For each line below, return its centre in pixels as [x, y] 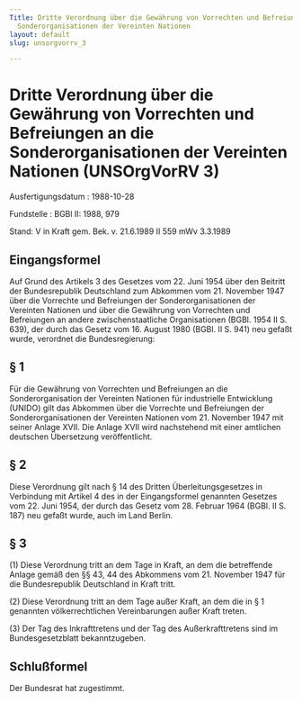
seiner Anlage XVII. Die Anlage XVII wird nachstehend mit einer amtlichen [145, 427]
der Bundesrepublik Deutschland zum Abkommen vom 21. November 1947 [147, 291]
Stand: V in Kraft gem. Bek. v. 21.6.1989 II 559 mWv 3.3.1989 [120, 231]
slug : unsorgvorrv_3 [48, 43]
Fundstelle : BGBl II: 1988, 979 [64, 214]
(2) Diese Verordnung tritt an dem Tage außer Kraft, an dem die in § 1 [137, 602]
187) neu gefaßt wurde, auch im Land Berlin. [91, 515]
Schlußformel [49, 666]
